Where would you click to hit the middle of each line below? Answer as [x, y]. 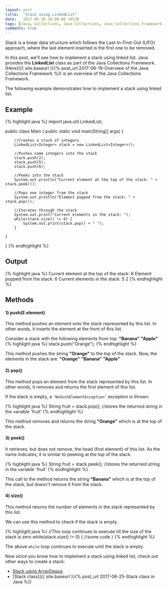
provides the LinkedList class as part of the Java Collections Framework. [80, 63]
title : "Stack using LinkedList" [41, 14]
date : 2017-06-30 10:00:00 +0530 [42, 19]
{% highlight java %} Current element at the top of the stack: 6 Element [78, 273]
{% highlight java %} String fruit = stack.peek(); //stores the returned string [82, 464]
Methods [19, 300]
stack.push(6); [30, 166]
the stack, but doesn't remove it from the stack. [54, 484]
